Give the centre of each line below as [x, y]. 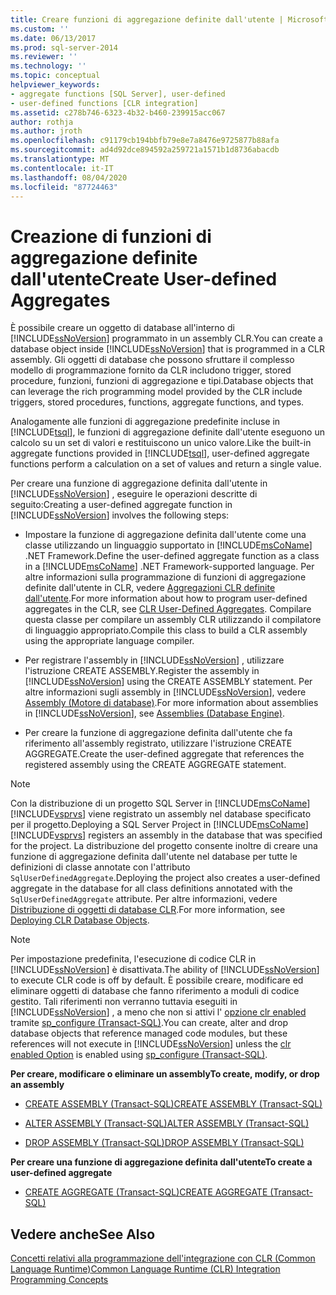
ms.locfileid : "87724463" [64, 187]
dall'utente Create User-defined [144, 278]
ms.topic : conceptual [55, 76]
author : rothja [42, 122]
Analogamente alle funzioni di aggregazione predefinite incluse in [145, 422]
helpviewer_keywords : [55, 85]
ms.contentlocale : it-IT [62, 168]
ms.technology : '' [48, 66]
